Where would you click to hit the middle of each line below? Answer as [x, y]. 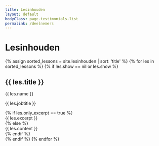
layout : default [22, 14]
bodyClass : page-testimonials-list [42, 19]
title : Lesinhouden [25, 10]
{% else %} [17, 123]
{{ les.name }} [19, 94]
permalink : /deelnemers [30, 23]
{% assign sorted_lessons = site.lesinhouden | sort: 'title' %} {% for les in [80, 61]
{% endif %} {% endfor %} [32, 139]
